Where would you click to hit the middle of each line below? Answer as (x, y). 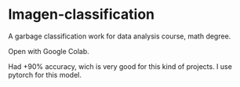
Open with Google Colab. (49, 51)
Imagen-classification (82, 14)
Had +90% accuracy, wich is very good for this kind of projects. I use (120, 66)
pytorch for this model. (45, 74)
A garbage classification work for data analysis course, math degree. (120, 36)
